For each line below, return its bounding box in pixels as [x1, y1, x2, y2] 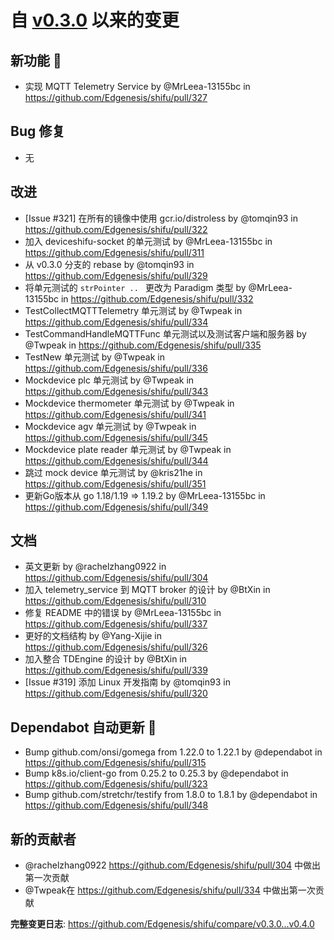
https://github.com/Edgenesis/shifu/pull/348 [24, 799, 209, 811]
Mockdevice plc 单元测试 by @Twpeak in [24, 374, 195, 386]
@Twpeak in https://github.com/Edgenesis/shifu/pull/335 [24, 339, 262, 351]
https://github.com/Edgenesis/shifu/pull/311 [24, 246, 205, 258]
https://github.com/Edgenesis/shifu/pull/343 [24, 385, 209, 397]
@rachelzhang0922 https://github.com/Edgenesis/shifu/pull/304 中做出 [24, 859, 322, 871]
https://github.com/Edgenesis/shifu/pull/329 [24, 269, 208, 281]
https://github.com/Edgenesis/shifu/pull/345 [24, 431, 208, 443]
